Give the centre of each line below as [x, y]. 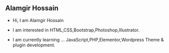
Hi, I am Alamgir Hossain [38, 20]
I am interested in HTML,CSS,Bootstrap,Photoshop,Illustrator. [76, 30]
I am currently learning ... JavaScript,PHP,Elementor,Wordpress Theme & [88, 39]
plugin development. [34, 45]
